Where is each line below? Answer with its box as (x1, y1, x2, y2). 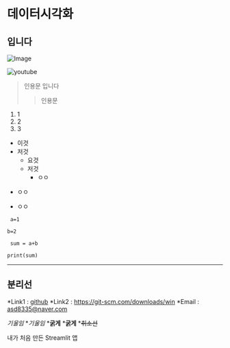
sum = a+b (10, 240, 38, 247)
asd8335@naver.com (7, 305, 68, 313)
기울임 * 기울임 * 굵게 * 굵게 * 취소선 (7, 318, 98, 327)
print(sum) (7, 252, 38, 259)
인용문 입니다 (23, 82, 60, 90)
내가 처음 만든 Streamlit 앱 (7, 334, 78, 342)
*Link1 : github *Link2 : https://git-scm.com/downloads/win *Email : (7, 297, 200, 305)
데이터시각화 (7, 6, 74, 22)
